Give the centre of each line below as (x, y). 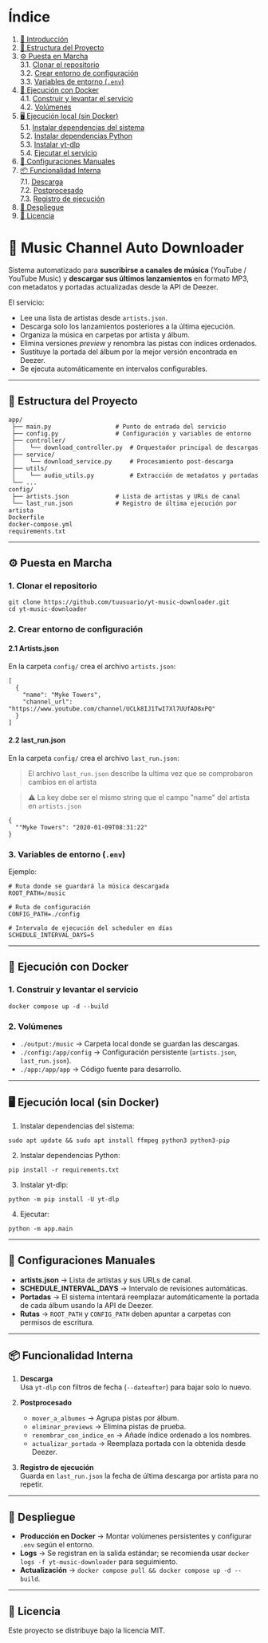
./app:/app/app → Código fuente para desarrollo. (100, 1069)
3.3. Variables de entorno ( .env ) (72, 81)
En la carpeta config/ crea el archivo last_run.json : (94, 758)
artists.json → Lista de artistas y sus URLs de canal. (106, 1279)
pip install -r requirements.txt (64, 1170)
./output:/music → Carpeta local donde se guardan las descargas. (130, 1043)
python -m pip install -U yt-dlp (64, 1199)
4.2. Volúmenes (45, 107)
